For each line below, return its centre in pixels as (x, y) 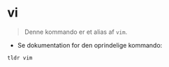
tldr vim (20, 58)
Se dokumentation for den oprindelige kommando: (90, 45)
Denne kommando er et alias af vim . (76, 32)
